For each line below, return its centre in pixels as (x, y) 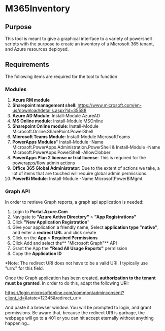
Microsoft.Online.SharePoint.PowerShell (53, 132)
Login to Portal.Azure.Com (40, 212)
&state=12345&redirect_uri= (53, 298)
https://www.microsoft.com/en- (110, 105)
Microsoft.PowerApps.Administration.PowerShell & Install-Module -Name (86, 147)
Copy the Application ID (37, 254)
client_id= (15, 298)
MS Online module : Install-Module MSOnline (58, 121)
